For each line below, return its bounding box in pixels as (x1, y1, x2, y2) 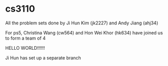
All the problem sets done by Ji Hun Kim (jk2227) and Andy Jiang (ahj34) (5, 20, 158, 26)
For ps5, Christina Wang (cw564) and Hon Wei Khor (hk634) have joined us (5, 29, 163, 36)
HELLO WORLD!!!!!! (5, 45, 45, 51)
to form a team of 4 (5, 35, 46, 41)
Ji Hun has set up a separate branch (5, 54, 81, 61)
